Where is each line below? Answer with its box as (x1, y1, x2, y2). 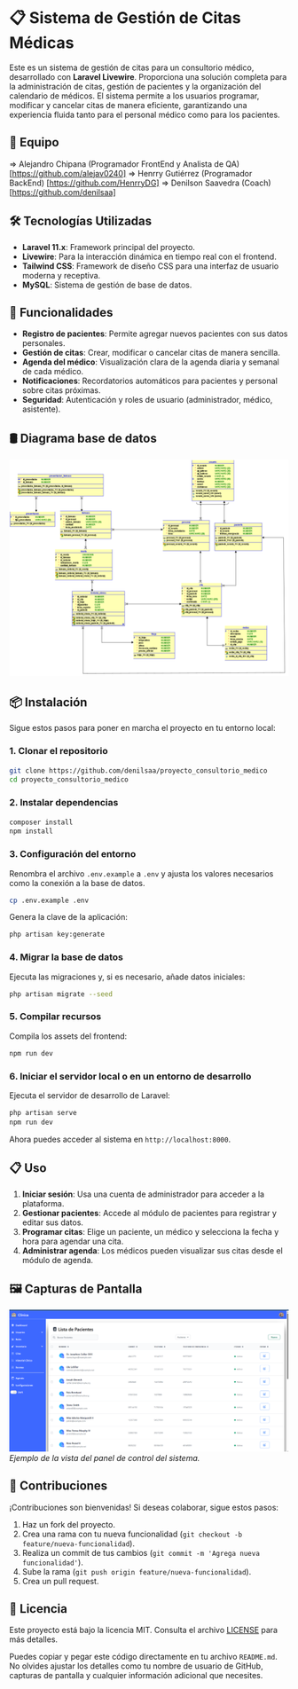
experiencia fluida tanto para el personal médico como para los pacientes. (9, 109, 281, 120)
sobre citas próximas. (21, 385, 101, 396)
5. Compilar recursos (9, 1010, 102, 1023)
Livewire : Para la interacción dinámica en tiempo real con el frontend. (21, 251, 277, 262)
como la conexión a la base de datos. (9, 877, 145, 888)
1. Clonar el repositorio (9, 745, 108, 758)
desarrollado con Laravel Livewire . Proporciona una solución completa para (9, 71, 287, 82)
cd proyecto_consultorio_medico (9, 775, 129, 784)
